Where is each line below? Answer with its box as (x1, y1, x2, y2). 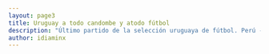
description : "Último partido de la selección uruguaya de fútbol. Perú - (8, 26, 263, 34)
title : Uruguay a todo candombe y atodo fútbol (8, 19, 171, 27)
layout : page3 (8, 11, 56, 20)
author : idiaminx (8, 33, 66, 42)
